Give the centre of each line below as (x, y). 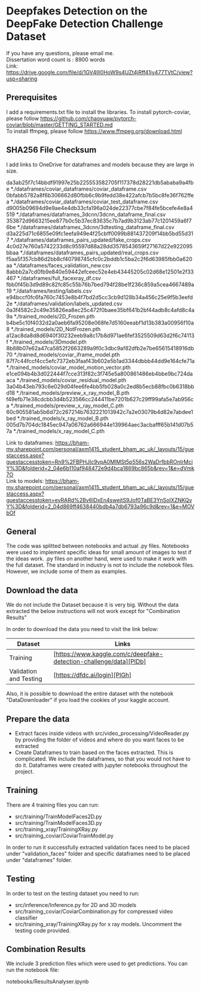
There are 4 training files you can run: (53, 804)
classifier (26, 918)
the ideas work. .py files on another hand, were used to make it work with (97, 558)
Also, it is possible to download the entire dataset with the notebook (90, 693)
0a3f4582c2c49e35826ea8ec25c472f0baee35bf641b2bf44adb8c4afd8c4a (100, 310)
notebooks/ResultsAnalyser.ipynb (48, 981)
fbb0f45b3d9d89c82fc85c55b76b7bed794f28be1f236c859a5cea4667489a (100, 284)
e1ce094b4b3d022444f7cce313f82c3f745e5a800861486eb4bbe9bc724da (100, 374)
